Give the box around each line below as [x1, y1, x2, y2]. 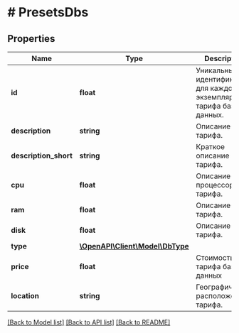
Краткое [196, 142, 225, 151]
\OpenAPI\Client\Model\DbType [79, 241, 190, 251]
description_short [11, 151, 73, 160]
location [11, 291, 39, 300]
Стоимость [196, 253, 235, 263]
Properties [7, 33, 55, 45]
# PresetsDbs [7, 4, 89, 21]
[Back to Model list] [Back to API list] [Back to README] [7, 318, 171, 327]
